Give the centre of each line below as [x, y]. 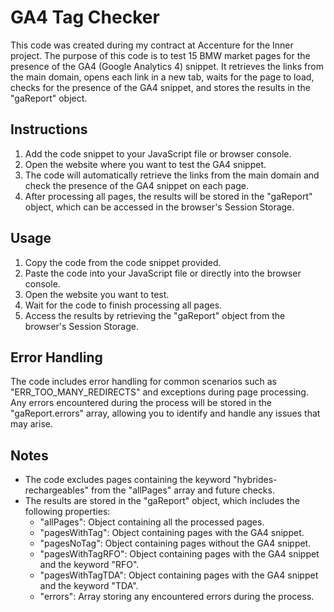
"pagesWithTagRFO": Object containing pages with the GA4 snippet [179, 554]
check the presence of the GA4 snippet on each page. [136, 185]
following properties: [67, 512]
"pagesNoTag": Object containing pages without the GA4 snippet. [175, 543]
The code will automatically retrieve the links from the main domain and [172, 175]
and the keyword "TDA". [89, 586]
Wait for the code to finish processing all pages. [123, 305]
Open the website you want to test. [97, 294]
